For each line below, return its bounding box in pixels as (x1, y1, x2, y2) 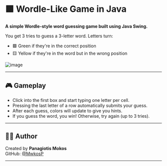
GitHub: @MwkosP (5, 151, 44, 157)
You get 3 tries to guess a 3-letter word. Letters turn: (5, 33, 113, 39)
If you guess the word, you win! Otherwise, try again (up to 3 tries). (12, 113, 150, 119)
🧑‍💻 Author (5, 132, 38, 141)
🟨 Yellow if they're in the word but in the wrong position (12, 50, 128, 56)
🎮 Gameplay (5, 82, 46, 90)
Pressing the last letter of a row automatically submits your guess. (12, 102, 148, 108)
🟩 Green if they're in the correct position (12, 43, 96, 49)
